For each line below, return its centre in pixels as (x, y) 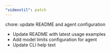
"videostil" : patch (26, 10)
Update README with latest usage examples (59, 34)
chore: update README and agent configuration (55, 24)
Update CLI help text (34, 45)
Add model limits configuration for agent (55, 39)
